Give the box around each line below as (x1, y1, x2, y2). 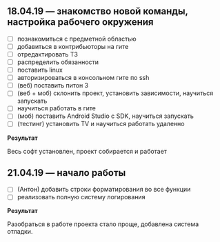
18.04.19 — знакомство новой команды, (7, 6, 188, 17)
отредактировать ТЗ (17, 50, 78, 58)
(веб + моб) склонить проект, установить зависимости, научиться (17, 89, 214, 97)
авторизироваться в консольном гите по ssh (17, 74, 150, 82)
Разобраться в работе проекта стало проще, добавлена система (7, 220, 199, 228)
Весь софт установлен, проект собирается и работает (7, 147, 168, 155)
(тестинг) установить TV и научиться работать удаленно (17, 120, 185, 128)
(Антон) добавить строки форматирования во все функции (17, 185, 191, 194)
